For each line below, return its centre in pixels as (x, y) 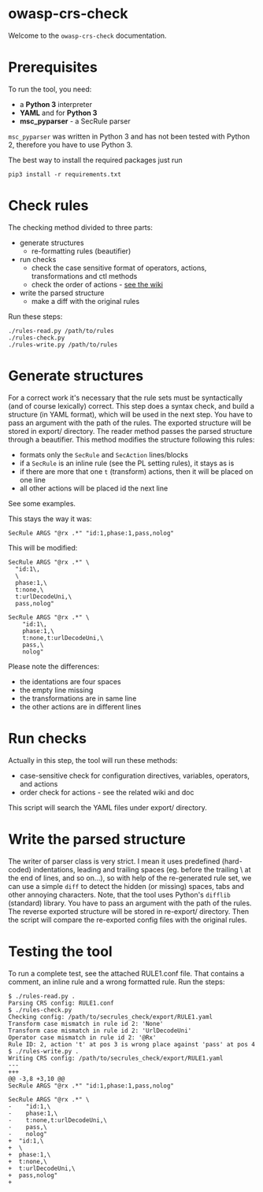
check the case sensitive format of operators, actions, (119, 268)
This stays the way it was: (50, 518)
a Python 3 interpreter (56, 104)
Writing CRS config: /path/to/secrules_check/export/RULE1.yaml (116, 1058)
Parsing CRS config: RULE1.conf (61, 1003)
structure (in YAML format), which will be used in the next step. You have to (131, 414)
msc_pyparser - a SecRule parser (75, 121)
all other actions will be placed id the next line (94, 488)
